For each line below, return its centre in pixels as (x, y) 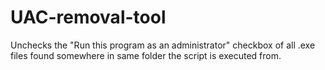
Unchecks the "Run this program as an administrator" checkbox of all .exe (163, 45)
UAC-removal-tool (88, 17)
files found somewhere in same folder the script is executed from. (146, 55)
